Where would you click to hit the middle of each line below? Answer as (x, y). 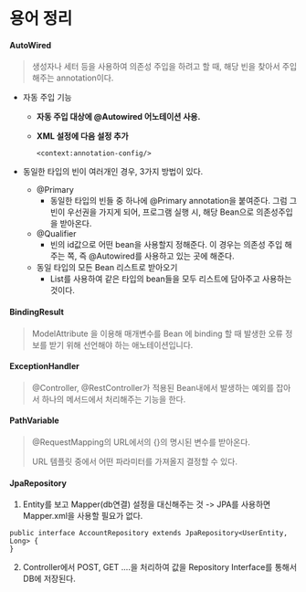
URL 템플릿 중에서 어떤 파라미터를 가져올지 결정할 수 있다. (134, 461)
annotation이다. (85, 78)
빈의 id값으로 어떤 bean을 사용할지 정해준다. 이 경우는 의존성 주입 (166, 245)
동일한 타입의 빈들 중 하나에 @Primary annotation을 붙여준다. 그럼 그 (174, 201)
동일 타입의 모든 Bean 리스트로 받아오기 (107, 268)
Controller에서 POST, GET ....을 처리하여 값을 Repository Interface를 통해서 (160, 567)
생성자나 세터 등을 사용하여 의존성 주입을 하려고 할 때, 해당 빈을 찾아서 (156, 67)
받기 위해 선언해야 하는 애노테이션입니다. (121, 344)
